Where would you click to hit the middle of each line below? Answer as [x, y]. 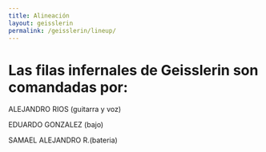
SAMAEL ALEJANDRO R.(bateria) [63, 140]
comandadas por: [68, 87]
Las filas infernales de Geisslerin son [133, 70]
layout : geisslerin [41, 23]
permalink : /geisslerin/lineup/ [62, 30]
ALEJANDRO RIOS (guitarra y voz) [65, 110]
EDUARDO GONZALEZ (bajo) [56, 125]
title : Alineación [39, 16]
